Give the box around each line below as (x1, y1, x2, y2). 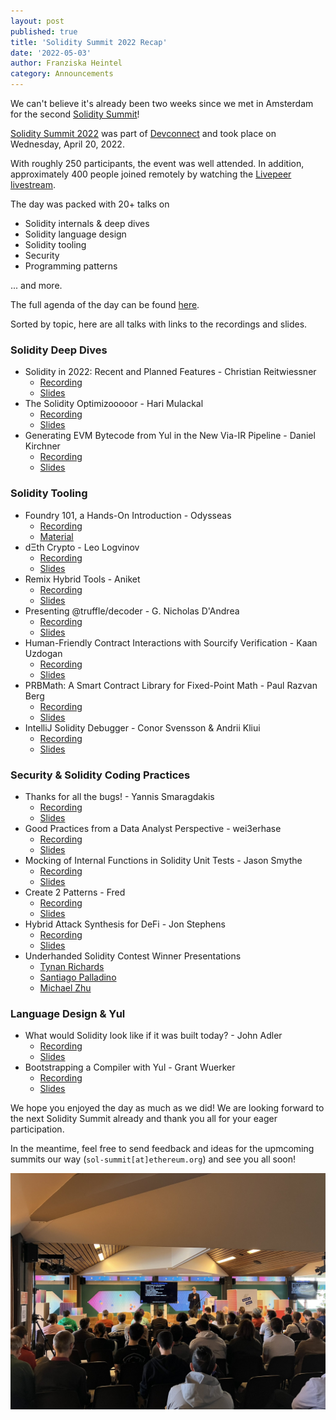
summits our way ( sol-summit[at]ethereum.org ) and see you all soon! (10, 1153, 297, 1165)
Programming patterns (24, 260, 118, 272)
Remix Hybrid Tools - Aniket (24, 573, 141, 585)
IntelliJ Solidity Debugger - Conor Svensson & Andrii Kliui (24, 721, 261, 734)
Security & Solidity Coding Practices (10, 768, 191, 782)
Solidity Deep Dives (10, 343, 108, 357)
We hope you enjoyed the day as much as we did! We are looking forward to (10, 1102, 325, 1114)
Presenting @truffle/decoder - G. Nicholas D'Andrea (24, 605, 240, 617)
